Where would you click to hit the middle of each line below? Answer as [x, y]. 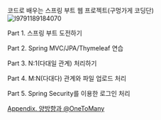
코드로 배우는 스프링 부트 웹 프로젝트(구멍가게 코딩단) [81, 10]
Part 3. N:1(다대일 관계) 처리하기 [52, 63]
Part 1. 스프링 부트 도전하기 [45, 33]
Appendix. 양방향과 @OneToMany [56, 108]
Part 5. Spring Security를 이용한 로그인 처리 [69, 93]
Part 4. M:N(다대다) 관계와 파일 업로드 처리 [67, 78]
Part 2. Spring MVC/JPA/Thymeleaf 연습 [66, 48]
